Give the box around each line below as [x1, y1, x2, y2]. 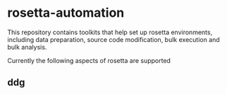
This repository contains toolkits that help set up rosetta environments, [7, 28, 213, 36]
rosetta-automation [7, 5, 125, 21]
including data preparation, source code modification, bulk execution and [7, 35, 220, 43]
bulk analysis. [7, 43, 47, 51]
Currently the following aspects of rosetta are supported [7, 56, 171, 64]
